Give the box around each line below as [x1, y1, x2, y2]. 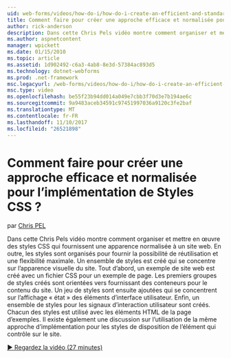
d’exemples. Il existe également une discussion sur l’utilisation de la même [7, 315, 217, 324]
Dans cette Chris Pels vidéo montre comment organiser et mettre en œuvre [7, 235, 221, 243]
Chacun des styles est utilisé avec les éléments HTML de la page [7, 308, 192, 317]
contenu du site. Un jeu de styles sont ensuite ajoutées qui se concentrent [7, 286, 218, 295]
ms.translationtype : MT [7, 106, 76, 113]
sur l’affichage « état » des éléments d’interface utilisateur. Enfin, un [7, 293, 200, 302]
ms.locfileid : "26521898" [7, 125, 81, 132]
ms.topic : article [7, 55, 60, 62]
